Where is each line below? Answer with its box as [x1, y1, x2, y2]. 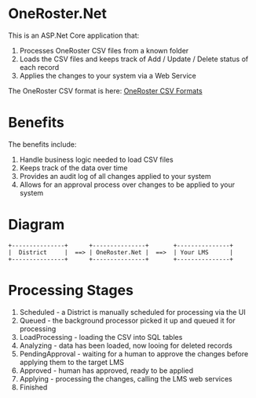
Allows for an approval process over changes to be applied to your [19, 180, 236, 189]
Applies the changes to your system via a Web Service [19, 71, 196, 80]
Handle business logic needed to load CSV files [19, 155, 174, 164]
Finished [19, 382, 48, 392]
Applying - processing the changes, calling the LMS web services [19, 374, 233, 383]
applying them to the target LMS [19, 357, 124, 367]
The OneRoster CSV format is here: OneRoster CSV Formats [8, 86, 203, 95]
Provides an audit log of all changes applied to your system [19, 171, 212, 181]
